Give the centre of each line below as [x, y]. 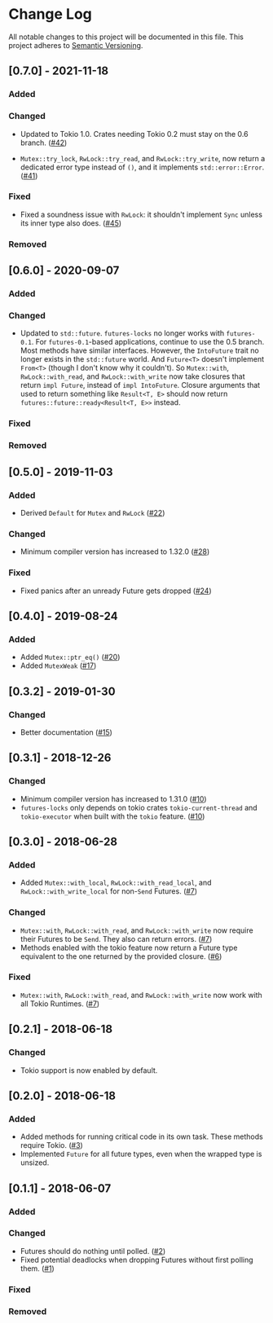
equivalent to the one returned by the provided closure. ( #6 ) [121, 956]
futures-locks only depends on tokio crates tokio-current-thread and [139, 807]
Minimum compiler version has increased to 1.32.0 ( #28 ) [115, 552]
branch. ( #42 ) [44, 143]
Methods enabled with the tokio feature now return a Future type [129, 947]
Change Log [50, 14]
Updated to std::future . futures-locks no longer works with [122, 333]
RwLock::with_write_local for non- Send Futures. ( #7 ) [109, 891]
